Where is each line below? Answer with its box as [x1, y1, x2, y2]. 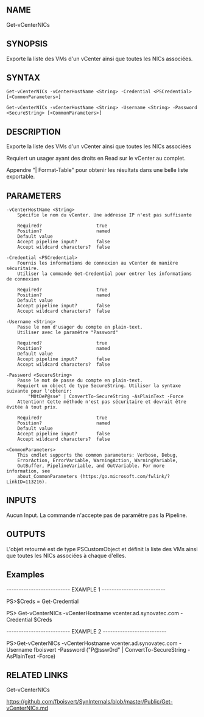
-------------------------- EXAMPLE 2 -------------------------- [6, 627, 167, 635]
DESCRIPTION [6, 126, 61, 137]
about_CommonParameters [17, 474, 78, 480]
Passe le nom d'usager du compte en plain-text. [17, 324, 143, 330]
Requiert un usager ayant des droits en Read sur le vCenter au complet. [6, 155, 186, 162]
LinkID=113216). [6, 479, 47, 485]
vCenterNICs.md [6, 704, 49, 712]
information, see [6, 468, 51, 474]
